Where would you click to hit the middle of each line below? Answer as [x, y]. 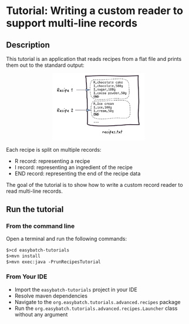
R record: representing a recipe [52, 161]
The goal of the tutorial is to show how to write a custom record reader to [95, 185]
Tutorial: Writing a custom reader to [95, 11]
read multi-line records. [35, 191]
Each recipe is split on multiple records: [54, 149]
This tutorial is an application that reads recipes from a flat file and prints [94, 59]
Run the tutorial [35, 209]
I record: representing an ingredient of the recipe [74, 167]
